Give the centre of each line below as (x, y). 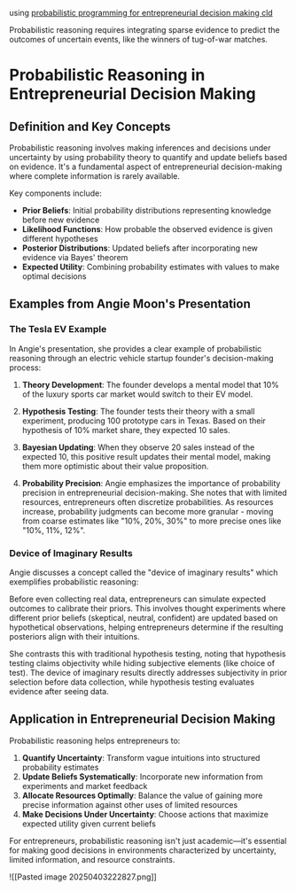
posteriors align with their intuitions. (74, 636)
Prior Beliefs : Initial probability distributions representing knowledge (147, 210)
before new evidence (61, 220)
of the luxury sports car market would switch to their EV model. (137, 394)
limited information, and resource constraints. (92, 859)
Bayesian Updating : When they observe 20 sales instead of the (138, 447)
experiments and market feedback (85, 786)
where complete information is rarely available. (94, 176)
